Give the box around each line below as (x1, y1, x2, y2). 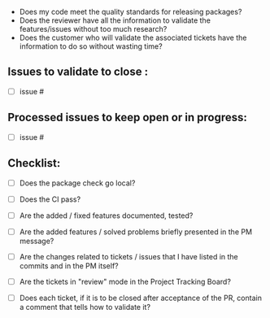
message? (19, 236, 54, 246)
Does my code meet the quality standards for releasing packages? (19, 7, 242, 16)
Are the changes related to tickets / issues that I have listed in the (19, 251, 239, 261)
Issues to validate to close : (7, 65, 148, 79)
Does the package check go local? (19, 178, 136, 188)
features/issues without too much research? (19, 24, 168, 33)
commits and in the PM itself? (19, 260, 119, 271)
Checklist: (7, 156, 61, 170)
